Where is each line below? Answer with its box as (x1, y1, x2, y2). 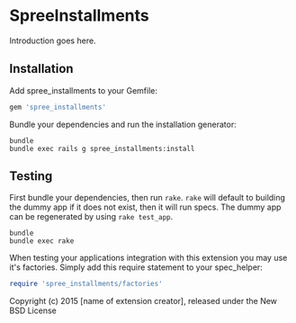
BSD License (9, 305, 57, 316)
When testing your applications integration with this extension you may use (9, 253, 288, 264)
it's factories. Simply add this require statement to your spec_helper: (9, 262, 263, 273)
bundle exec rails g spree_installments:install (9, 144, 195, 153)
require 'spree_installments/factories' (9, 280, 164, 289)
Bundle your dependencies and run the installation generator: (9, 119, 237, 130)
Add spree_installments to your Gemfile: (9, 85, 158, 95)
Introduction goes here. (9, 35, 96, 46)
